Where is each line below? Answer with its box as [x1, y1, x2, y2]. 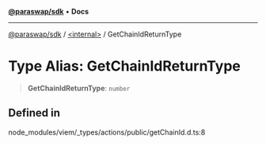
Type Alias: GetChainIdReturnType [8, 57, 241, 75]
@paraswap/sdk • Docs [8, 7, 89, 16]
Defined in [8, 106, 61, 120]
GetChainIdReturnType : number [27, 83, 131, 93]
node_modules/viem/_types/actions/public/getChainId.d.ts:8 [8, 127, 206, 137]
